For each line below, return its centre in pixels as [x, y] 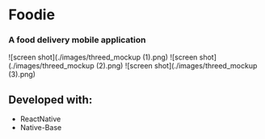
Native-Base [41, 128]
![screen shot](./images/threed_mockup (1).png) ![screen [103, 57]
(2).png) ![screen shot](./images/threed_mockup [177, 66]
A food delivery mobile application [77, 40]
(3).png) [22, 75]
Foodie [32, 15]
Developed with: [50, 99]
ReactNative [40, 119]
